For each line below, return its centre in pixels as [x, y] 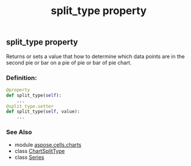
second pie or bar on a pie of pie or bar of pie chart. [69, 62]
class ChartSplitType [40, 151]
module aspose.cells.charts [48, 145]
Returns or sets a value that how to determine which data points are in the [95, 56]
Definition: [21, 77]
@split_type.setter [30, 106]
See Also [19, 132]
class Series [29, 157]
